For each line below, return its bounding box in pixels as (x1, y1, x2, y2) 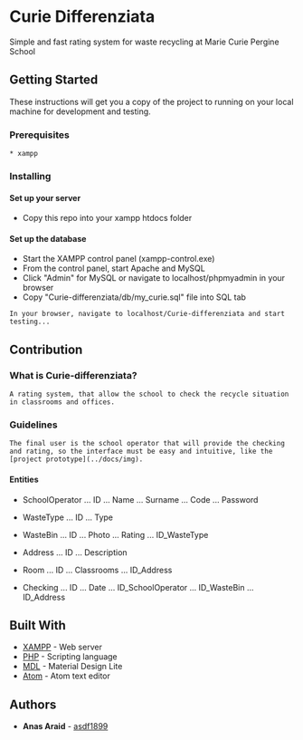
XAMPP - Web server (22, 641, 102, 653)
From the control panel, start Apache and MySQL (22, 263, 205, 274)
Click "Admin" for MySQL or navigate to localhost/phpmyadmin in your (22, 273, 286, 284)
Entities (9, 474, 39, 485)
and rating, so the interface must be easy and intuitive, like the (9, 447, 273, 456)
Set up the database (9, 233, 87, 244)
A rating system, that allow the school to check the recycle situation (9, 389, 289, 399)
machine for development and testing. (9, 106, 151, 117)
